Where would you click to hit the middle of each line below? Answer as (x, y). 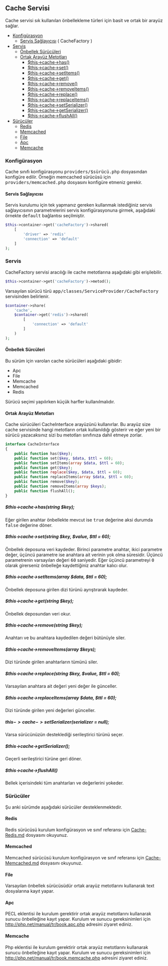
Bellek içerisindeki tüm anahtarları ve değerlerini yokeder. (64, 783)
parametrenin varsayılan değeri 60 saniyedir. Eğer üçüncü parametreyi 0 (80, 560)
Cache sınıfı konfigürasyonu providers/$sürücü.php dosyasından (76, 172)
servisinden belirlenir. (27, 296)
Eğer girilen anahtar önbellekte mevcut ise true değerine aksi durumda (79, 519)
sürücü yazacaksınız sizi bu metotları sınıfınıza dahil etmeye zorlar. (74, 435)
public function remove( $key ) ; (47, 482)
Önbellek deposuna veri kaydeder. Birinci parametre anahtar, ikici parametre (84, 549)
